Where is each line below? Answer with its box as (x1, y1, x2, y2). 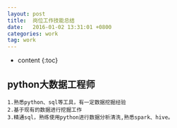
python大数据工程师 (7, 78, 95, 91)
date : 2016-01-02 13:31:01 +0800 (7, 23, 112, 30)
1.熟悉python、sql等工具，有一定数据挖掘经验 (7, 98, 126, 106)
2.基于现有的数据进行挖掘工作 (7, 106, 83, 113)
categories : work (7, 30, 59, 37)
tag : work (7, 37, 37, 44)
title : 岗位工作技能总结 (7, 17, 75, 24)
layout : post (7, 10, 46, 18)
